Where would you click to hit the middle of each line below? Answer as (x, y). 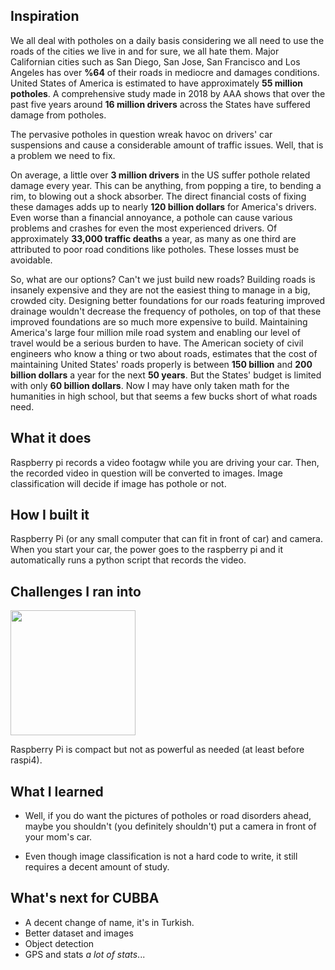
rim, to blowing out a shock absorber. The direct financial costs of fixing (158, 196)
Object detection (59, 943)
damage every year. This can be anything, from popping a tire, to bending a (166, 185)
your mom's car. (58, 837)
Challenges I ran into (76, 591)
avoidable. (31, 260)
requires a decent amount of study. (97, 867)
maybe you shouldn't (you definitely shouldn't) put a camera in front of (170, 826)
